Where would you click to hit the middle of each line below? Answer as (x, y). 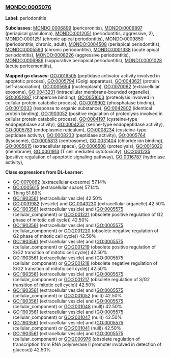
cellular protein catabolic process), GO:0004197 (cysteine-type (71, 119)
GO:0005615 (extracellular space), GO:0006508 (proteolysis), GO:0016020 (84, 146)
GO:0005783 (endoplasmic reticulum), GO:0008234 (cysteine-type (76, 130)
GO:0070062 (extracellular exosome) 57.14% (60, 182)
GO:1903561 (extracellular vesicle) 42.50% (58, 198)
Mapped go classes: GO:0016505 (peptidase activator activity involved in (83, 76)
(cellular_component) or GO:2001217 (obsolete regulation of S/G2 (81, 280)
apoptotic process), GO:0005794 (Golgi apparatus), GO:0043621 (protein (82, 81)
